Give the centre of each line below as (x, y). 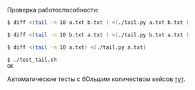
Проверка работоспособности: (53, 10)
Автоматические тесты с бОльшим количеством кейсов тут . (96, 79)
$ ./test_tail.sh (32, 60)
